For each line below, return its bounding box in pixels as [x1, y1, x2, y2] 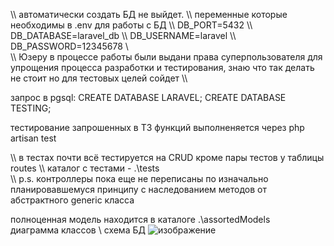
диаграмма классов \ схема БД [10, 224, 146, 236]
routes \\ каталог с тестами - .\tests [10, 162, 160, 174]
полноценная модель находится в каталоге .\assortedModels [10, 214, 271, 225]
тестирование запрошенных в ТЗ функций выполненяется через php [10, 122, 305, 133]
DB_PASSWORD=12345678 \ [10, 40, 129, 52]
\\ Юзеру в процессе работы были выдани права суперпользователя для [10, 51, 323, 63]
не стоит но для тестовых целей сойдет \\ [10, 72, 188, 84]
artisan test [10, 132, 57, 144]
